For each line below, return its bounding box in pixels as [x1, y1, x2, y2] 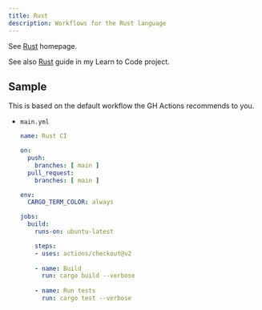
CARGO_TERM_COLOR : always [27, 198, 114, 207]
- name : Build [34, 264, 82, 272]
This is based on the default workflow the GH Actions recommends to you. [8, 101, 255, 111]
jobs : [19, 213, 38, 221]
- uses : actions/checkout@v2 [34, 249, 132, 257]
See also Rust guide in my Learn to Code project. [8, 57, 170, 66]
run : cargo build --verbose [41, 272, 135, 280]
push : [27, 154, 46, 163]
